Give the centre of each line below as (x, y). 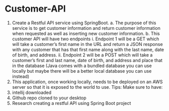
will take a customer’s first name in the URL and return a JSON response (87, 44)
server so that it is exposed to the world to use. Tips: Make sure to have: (87, 87)
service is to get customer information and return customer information (86, 28)
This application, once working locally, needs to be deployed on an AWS (87, 82)
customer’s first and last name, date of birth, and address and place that (87, 60)
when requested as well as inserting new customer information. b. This (86, 33)
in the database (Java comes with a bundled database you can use (82, 66)
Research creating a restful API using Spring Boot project (71, 103)
